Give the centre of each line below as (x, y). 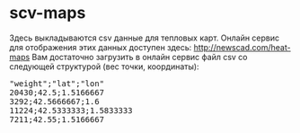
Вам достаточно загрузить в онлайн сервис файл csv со (140, 57)
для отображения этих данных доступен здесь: (101, 47)
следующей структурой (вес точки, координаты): (104, 66)
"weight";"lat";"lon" (57, 83)
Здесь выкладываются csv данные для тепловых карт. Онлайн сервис (145, 38)
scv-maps (48, 13)
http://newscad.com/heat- (242, 47)
